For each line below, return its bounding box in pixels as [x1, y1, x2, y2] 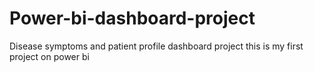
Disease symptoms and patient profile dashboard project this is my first [9, 40, 304, 52]
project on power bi [9, 50, 90, 62]
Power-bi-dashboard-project [9, 7, 256, 30]
